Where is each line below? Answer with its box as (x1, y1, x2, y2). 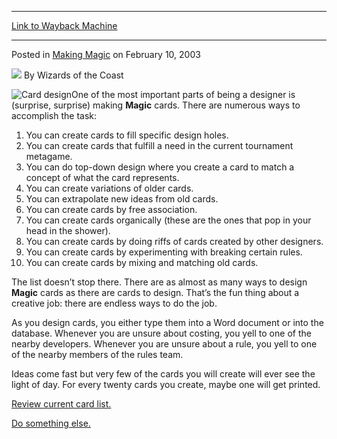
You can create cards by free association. (25, 204, 198, 215)
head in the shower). (25, 225, 111, 236)
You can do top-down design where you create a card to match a (25, 161, 295, 173)
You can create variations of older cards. (25, 182, 194, 194)
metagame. (25, 151, 73, 162)
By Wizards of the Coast (23, 69, 124, 81)
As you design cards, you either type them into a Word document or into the (11, 317, 324, 328)
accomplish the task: (11, 110, 98, 121)
